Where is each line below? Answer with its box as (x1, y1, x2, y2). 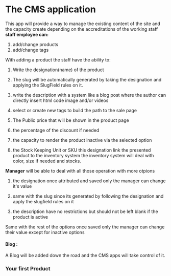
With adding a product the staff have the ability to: (5, 56, 111, 62)
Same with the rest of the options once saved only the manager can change (5, 224, 165, 230)
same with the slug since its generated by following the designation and (12, 193, 164, 199)
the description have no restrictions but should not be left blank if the (12, 208, 158, 215)
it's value (12, 183, 32, 189)
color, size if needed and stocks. (12, 158, 82, 164)
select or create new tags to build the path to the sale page (12, 107, 137, 113)
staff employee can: (5, 31, 49, 37)
